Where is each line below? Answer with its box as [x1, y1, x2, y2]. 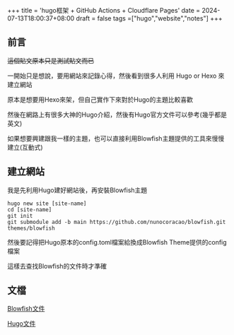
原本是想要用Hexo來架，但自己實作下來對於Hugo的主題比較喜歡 [7, 95, 193, 104]
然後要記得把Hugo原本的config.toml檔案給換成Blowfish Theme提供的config [7, 237, 228, 246]
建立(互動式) [7, 143, 44, 151]
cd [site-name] [7, 206, 52, 213]
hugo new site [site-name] [7, 200, 87, 207]
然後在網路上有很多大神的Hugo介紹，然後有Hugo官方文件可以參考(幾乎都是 [7, 110, 228, 119]
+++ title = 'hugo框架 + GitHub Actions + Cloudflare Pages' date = [7, 6, 201, 14]
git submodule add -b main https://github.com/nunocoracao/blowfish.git [7, 218, 226, 225]
